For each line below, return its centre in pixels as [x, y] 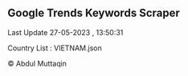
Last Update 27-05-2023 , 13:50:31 [65, 32]
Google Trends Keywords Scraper [94, 13]
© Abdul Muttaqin [37, 63]
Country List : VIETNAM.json [55, 48]
